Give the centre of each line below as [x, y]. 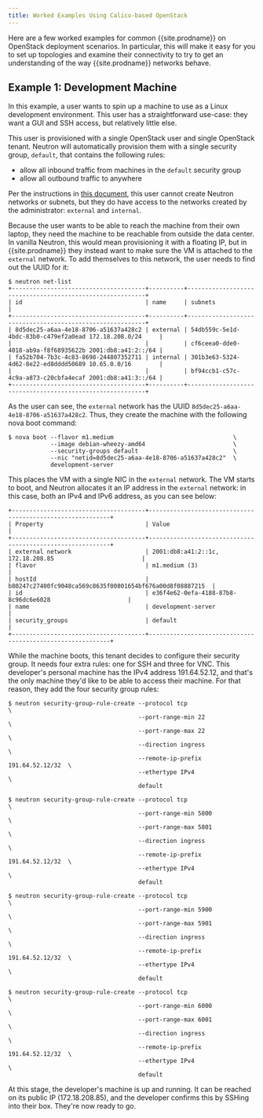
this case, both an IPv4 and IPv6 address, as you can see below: [113, 497]
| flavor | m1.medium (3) [103, 566]
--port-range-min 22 [172, 717]
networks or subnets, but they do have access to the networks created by [128, 202]
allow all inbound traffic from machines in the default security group [130, 170]
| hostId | [79, 579]
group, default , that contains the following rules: [87, 155]
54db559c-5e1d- [216, 330]
